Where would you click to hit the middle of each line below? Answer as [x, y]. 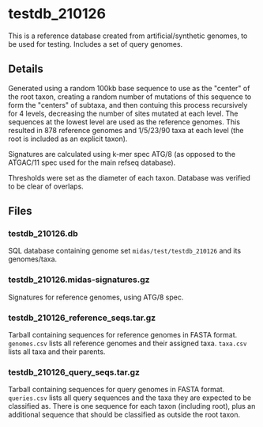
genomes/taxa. [33, 259]
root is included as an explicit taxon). [68, 139]
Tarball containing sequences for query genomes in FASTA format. [116, 390]
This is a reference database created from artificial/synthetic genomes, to [128, 36]
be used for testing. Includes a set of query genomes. [96, 44]
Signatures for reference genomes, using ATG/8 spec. [96, 297]
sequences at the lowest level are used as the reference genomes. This [124, 122]
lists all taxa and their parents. [57, 352]
